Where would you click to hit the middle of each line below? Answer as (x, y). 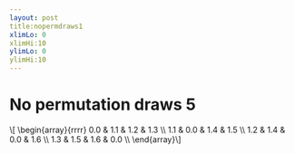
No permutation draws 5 (103, 105)
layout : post (34, 18)
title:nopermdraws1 (46, 26)
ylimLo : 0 (28, 52)
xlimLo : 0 (28, 34)
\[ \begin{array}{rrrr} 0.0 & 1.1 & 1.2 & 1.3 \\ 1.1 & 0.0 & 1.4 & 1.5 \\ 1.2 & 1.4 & (147, 130)
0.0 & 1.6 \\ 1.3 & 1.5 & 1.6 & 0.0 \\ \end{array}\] (95, 139)
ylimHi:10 (28, 60)
